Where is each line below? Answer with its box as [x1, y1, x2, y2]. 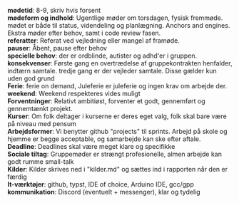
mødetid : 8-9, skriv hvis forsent [7, 6, 101, 14]
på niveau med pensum [7, 120, 77, 127]
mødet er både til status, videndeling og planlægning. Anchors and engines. [7, 21, 230, 29]
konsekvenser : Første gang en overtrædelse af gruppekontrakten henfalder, [7, 59, 233, 67]
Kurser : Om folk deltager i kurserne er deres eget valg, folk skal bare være [7, 112, 227, 120]
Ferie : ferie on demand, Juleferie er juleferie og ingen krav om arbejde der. [7, 82, 228, 90]
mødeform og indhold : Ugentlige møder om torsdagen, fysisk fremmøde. [7, 14, 223, 22]
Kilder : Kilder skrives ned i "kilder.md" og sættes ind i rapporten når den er [7, 165, 228, 173]
